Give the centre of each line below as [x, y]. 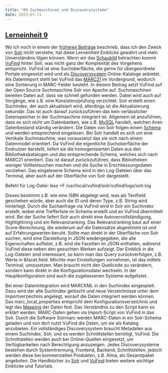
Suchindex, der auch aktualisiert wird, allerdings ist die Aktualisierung [77, 106]
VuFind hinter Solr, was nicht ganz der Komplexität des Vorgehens [74, 63]
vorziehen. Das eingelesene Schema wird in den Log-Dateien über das [78, 171]
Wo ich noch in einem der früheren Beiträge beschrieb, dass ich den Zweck [83, 47]
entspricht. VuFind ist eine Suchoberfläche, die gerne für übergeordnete [80, 69]
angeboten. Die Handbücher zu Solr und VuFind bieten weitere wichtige [80, 361]
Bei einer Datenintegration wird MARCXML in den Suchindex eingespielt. [80, 286]
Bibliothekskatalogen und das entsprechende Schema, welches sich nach [81, 154]
